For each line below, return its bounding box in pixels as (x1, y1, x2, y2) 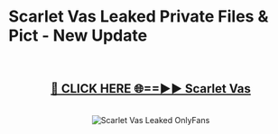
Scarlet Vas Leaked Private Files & (8, 6, 269, 27)
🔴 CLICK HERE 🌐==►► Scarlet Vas (50, 81, 252, 96)
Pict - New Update (8, 25, 148, 46)
